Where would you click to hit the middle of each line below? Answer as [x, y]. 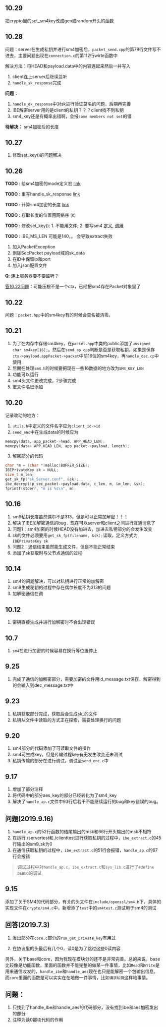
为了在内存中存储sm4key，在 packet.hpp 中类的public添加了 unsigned [81, 343]
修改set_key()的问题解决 [37, 155]
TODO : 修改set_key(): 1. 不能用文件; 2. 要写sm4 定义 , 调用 [64, 226]
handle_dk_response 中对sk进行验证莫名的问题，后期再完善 [72, 104]
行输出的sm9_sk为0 [32, 844]
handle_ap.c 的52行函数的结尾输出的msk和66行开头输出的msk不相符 [82, 832]
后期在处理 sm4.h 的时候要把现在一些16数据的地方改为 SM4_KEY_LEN [78, 368]
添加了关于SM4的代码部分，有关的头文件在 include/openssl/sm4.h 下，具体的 [83, 902]
